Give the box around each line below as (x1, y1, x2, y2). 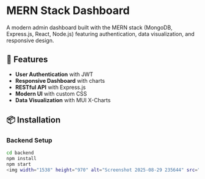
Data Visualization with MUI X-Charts (15, 96, 111, 104)
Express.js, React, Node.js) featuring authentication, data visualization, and (6, 30, 195, 37)
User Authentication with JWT (15, 71, 93, 78)
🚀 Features (6, 54, 48, 65)
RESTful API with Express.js (15, 83, 86, 91)
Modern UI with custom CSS (15, 89, 87, 97)
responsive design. (6, 37, 54, 44)
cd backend (6, 150, 34, 156)
